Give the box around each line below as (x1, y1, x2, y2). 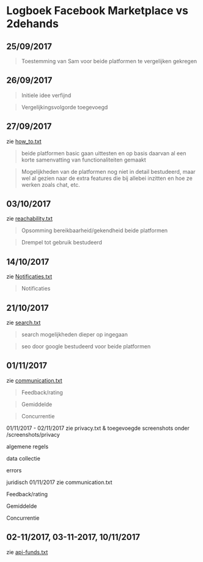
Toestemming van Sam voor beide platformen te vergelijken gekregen (21, 58, 197, 64)
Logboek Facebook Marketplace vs (6, 4, 188, 18)
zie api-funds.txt (6, 548, 48, 556)
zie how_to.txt (6, 138, 42, 145)
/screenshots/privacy (6, 431, 60, 438)
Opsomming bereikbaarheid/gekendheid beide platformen (21, 227, 168, 234)
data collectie (6, 455, 41, 462)
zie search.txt (6, 319, 41, 326)
